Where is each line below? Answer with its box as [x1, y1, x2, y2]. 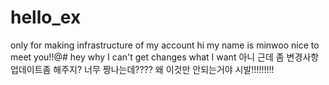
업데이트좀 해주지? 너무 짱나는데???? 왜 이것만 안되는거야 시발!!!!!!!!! [10, 63, 275, 75]
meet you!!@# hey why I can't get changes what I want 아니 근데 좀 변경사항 [10, 51, 320, 63]
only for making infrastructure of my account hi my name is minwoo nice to [10, 39, 320, 51]
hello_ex [10, 6, 82, 29]
